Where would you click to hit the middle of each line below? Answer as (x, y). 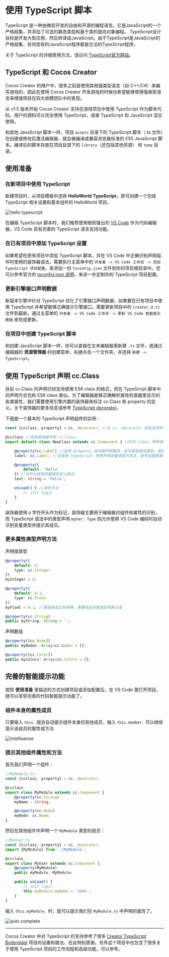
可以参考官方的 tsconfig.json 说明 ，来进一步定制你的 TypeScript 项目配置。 (83, 274)
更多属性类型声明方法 (31, 539)
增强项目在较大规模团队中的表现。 (49, 98)
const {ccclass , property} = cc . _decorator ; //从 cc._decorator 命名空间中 (84, 428)
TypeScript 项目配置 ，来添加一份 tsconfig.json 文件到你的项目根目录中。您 (83, 268)
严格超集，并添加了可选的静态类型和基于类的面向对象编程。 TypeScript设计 (83, 31)
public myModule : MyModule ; (44, 873)
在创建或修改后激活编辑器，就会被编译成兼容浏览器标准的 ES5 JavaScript (81, 138)
